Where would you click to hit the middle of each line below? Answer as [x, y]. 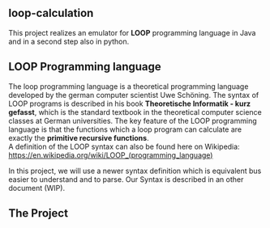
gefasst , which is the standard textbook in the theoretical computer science [135, 112]
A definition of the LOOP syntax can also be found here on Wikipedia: [124, 146]
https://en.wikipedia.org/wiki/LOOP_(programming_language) [111, 155]
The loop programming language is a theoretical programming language [129, 86]
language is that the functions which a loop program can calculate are [125, 129]
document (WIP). [37, 188]
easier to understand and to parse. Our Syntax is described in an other [126, 179]
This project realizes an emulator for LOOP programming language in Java [132, 32]
